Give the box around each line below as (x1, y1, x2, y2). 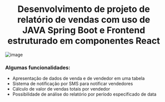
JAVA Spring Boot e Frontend (22, 25, 146, 36)
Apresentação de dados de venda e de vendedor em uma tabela (12, 76, 145, 82)
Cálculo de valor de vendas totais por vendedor (12, 86, 111, 92)
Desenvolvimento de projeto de (17, 3, 151, 15)
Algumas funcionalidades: (5, 64, 71, 71)
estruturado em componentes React (7, 35, 161, 47)
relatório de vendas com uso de (17, 14, 151, 25)
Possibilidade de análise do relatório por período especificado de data (12, 91, 157, 98)
